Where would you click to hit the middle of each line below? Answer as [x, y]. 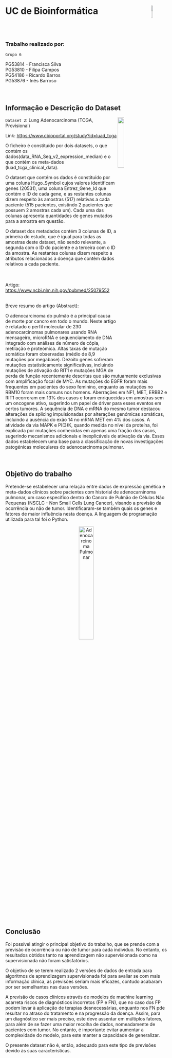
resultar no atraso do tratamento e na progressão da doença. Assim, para [83, 1013]
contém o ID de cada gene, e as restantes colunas [58, 194]
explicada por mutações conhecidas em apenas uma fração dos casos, [81, 431]
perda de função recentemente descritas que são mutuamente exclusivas [83, 376]
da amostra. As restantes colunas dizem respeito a [59, 253]
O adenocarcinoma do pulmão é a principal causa [58, 316]
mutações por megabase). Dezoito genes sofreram [59, 360]
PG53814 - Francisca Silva [33, 64]
